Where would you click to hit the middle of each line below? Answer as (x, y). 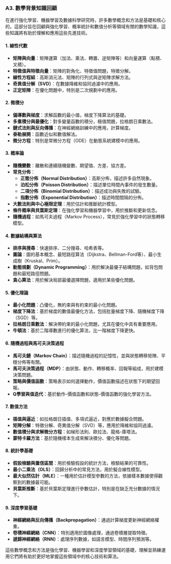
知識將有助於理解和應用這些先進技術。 (50, 33)
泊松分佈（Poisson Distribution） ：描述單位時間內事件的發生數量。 (90, 185)
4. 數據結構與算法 (24, 236)
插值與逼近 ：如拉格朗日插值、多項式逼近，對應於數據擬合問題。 (79, 419)
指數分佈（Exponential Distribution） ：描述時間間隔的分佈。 (83, 197)
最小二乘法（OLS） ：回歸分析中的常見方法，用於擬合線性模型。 (78, 469)
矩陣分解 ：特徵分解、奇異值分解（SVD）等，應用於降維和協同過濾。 (84, 425)
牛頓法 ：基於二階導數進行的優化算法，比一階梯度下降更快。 (75, 330)
